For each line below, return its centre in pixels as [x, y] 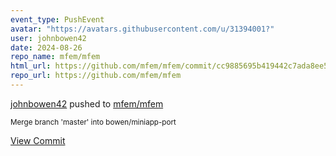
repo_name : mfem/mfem [55, 57]
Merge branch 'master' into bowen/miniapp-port [93, 122]
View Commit [38, 140]
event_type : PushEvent [57, 19]
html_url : [31, 66]
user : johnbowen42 [48, 38]
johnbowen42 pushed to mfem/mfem [87, 103]
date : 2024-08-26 [46, 47]
